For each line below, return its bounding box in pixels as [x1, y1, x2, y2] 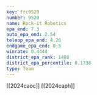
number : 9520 [6, 15, 40, 21]
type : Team [6, 65, 34, 72]
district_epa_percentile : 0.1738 [6, 60, 92, 66]
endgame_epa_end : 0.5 [6, 43, 62, 49]
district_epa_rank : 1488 [6, 54, 70, 60]
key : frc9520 [6, 9, 40, 15]
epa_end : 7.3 [6, 26, 40, 32]
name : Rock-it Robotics [6, 20, 67, 26]
